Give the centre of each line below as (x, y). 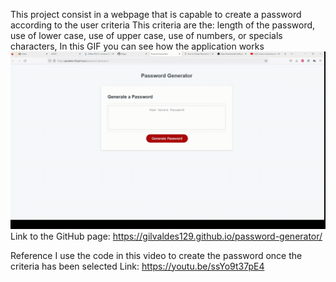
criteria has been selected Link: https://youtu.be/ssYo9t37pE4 (137, 266)
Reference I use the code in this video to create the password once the (156, 255)
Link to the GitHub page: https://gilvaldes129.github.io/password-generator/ (166, 236)
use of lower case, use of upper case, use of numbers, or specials (146, 35)
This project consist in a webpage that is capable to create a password (156, 14)
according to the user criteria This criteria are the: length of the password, (163, 25)
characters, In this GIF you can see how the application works (137, 46)
